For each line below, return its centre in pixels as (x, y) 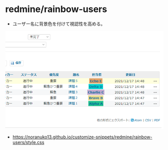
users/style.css (28, 142)
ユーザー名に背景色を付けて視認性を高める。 (59, 24)
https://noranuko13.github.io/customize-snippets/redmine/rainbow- (82, 137)
